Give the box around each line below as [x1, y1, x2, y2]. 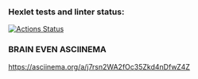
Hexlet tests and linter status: [8, 6, 125, 17]
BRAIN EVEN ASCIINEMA [8, 44, 107, 55]
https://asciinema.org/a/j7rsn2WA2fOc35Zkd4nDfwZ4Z [8, 62, 191, 71]
